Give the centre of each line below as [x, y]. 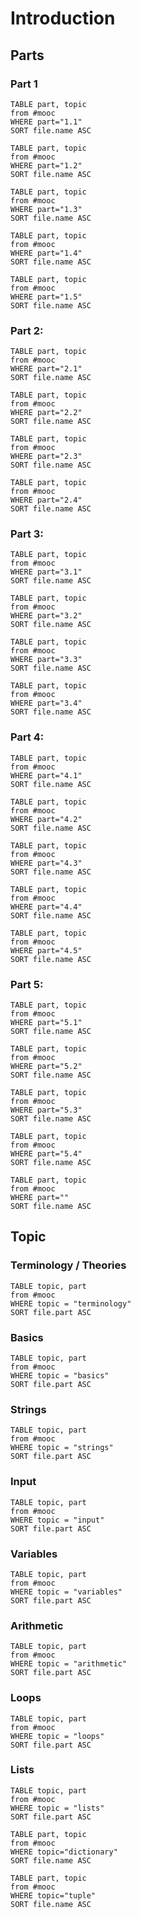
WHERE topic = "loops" [57, 1736]
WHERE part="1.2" [46, 165]
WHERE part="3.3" [46, 660]
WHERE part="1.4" [46, 253]
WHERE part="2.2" [46, 413]
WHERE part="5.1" [46, 1023]
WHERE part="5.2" [46, 1067]
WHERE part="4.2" [46, 819]
